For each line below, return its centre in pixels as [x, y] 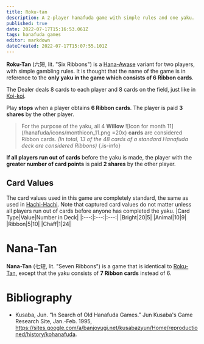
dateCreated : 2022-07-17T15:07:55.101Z [57, 46]
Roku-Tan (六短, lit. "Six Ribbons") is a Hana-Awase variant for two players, [100, 64]
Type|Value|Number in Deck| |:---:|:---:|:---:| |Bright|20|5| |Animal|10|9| [97, 217]
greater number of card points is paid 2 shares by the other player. [91, 164]
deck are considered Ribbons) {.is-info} [71, 145]
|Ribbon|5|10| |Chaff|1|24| [39, 224]
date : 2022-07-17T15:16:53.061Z [47, 29]
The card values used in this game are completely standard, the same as [97, 198]
